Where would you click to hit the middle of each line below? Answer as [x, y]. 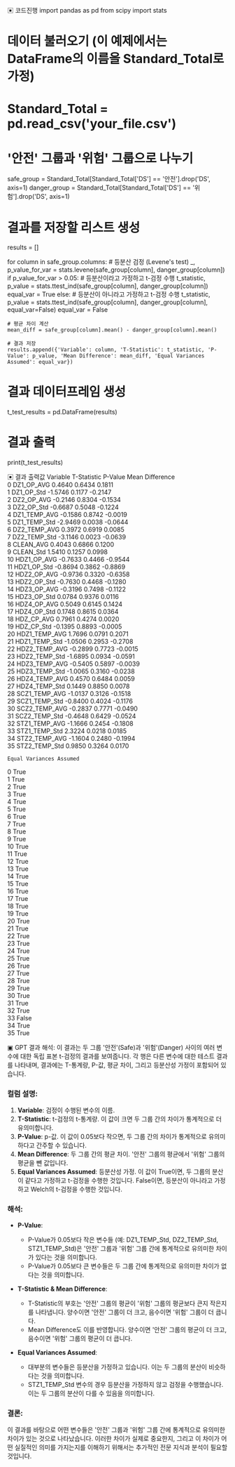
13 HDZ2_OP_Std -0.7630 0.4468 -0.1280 [67, 582]
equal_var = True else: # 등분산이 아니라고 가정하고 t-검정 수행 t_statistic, [109, 294]
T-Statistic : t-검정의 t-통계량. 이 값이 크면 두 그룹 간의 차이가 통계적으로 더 [120, 1119]
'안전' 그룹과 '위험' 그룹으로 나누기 [100, 158]
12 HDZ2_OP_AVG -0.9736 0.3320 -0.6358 [69, 574]
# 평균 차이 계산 [28, 324]
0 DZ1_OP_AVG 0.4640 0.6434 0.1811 [60, 485]
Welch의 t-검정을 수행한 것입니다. [76, 1190]
